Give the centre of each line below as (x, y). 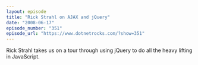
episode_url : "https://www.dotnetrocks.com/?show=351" (76, 34)
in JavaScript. (23, 57)
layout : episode (26, 12)
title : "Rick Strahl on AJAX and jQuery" (58, 17)
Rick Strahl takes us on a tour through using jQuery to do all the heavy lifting (99, 50)
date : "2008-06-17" (30, 22)
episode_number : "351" (34, 28)
